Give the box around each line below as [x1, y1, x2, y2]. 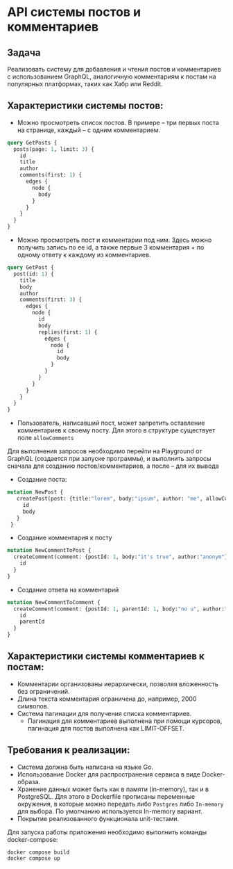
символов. [17, 701, 49, 710]
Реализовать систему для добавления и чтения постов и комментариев [7, 65, 221, 73]
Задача [7, 47, 41, 58]
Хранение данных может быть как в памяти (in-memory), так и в [17, 785, 209, 793]
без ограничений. [17, 687, 71, 695]
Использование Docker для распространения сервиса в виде [17, 770, 201, 779]
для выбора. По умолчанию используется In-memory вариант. [17, 807, 203, 815]
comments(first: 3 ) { [19, 296, 82, 303]
